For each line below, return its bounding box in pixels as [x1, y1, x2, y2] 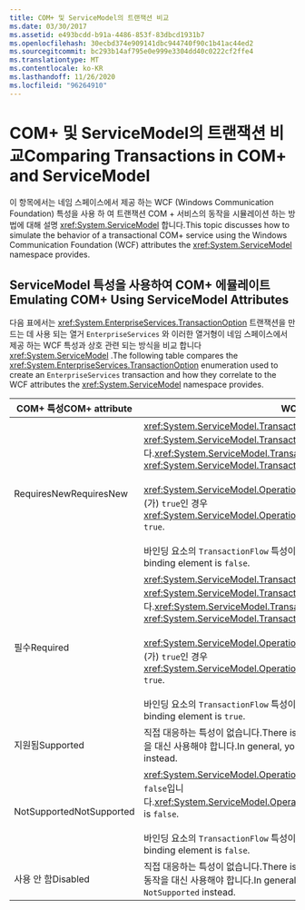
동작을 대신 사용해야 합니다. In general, [143, 874, 300, 886]
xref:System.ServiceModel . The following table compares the [9, 351, 239, 361]
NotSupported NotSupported [14, 806, 135, 818]
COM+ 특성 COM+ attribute [16, 402, 133, 415]
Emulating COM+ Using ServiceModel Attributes [9, 292, 290, 307]
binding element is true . [143, 710, 246, 723]
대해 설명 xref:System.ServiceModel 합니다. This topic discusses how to [25, 219, 290, 230]
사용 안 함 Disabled [14, 873, 91, 885]
